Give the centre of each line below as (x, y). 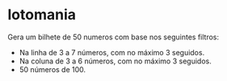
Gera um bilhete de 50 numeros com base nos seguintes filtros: (113, 37)
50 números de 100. (53, 69)
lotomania (42, 15)
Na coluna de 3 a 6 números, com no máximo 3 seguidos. (115, 61)
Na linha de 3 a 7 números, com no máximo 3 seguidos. (112, 52)
